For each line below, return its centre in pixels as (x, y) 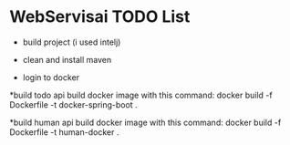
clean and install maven (67, 59)
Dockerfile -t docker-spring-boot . (74, 104)
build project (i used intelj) (72, 42)
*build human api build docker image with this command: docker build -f (145, 122)
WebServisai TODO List (100, 17)
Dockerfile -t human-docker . (64, 132)
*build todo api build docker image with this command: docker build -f (141, 95)
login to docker (51, 77)
